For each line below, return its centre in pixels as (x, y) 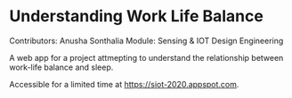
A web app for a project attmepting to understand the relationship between (146, 57)
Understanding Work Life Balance (137, 16)
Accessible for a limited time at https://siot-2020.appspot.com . (124, 84)
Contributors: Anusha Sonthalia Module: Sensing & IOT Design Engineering (146, 41)
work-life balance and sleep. (61, 67)
